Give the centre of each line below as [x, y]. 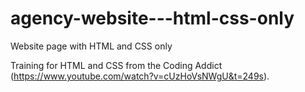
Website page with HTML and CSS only [91, 46]
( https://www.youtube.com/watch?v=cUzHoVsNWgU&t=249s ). [140, 76]
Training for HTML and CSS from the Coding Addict [116, 65]
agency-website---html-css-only [152, 18]
